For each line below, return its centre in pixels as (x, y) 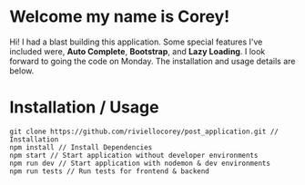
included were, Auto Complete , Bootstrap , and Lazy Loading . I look (137, 51)
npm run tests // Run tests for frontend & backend (109, 171)
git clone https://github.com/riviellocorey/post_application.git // (144, 131)
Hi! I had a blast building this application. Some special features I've (136, 42)
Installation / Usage (84, 107)
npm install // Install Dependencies (81, 147)
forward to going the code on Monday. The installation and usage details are (152, 61)
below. (22, 71)
